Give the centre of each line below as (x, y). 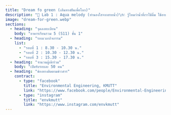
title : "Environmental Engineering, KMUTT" (70, 85)
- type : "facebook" (39, 81)
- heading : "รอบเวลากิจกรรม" (36, 39)
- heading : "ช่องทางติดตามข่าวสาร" (40, 72)
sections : (16, 24)
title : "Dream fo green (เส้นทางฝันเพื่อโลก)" (48, 10)
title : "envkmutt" (43, 100)
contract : (25, 76)
